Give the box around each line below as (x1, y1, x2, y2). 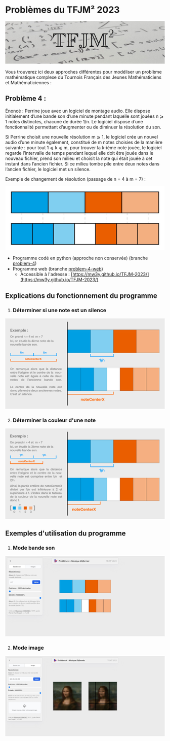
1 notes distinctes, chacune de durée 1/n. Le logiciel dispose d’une (5, 118, 143, 124)
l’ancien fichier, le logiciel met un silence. (5, 166, 91, 172)
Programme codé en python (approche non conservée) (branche (12, 255, 148, 261)
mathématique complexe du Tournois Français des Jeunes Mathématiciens (5, 74, 162, 80)
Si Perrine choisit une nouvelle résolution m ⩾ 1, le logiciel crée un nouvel (5, 133, 158, 140)
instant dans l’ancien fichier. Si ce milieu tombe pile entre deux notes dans (5, 160, 160, 166)
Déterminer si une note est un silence (12, 307, 107, 314)
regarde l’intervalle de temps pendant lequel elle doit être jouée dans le (5, 150, 153, 156)
